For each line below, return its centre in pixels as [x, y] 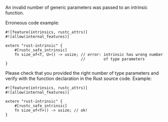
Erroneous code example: [32, 23]
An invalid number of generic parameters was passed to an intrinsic [77, 7]
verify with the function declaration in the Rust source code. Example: [79, 78]
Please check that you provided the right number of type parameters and [82, 73]
